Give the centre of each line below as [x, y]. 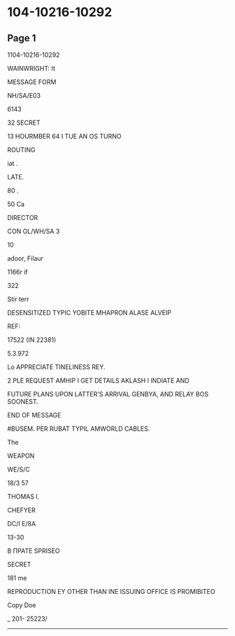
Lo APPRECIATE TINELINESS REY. [56, 367]
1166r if [17, 272]
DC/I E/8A [22, 524]
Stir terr [18, 299]
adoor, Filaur [26, 258]
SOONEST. [23, 401]
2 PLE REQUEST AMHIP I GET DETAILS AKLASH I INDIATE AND [99, 380]
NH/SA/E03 [24, 96]
